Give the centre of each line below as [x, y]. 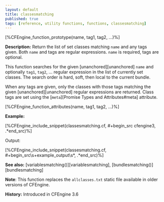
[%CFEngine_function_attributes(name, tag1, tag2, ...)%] [62, 107]
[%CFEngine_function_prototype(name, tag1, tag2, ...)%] [63, 37]
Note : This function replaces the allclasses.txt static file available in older [82, 179]
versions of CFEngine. [28, 185]
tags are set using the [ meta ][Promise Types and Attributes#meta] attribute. [81, 97]
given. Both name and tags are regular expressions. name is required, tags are [82, 52]
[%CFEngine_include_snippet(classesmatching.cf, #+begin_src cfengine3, [81, 126]
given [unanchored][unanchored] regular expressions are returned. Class [80, 92]
